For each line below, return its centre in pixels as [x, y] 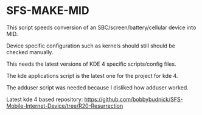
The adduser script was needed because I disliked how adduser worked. [97, 87]
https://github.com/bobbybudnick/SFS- [134, 99]
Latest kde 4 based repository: [45, 99]
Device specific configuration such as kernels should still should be [91, 46]
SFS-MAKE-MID [48, 11]
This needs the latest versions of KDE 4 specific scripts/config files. [91, 64]
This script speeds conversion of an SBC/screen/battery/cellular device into [101, 27]
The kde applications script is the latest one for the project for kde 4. [92, 75]
